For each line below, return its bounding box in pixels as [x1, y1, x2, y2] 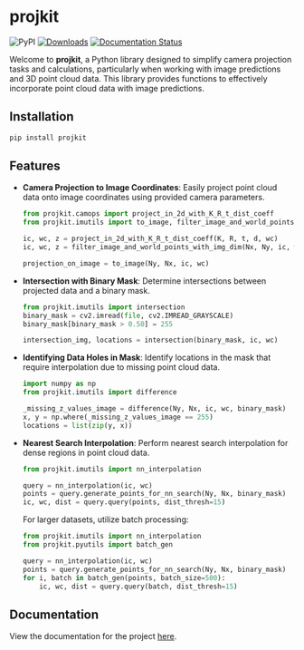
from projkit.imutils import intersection [22, 302, 185, 312]
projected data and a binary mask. [22, 285, 151, 296]
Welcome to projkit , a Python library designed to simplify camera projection [9, 53, 292, 64]
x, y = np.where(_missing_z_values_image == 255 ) [22, 412, 214, 422]
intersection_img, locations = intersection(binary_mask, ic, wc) [22, 335, 279, 345]
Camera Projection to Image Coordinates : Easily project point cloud [22, 182, 278, 193]
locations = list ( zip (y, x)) [22, 421, 133, 430]
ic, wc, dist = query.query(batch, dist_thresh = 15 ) [39, 582, 238, 591]
